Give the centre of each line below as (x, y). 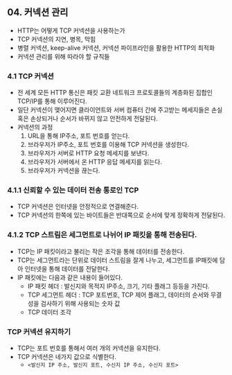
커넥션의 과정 (35, 128)
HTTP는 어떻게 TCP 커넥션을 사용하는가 (71, 30)
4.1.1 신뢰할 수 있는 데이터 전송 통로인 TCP (73, 191)
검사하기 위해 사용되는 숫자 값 (80, 303)
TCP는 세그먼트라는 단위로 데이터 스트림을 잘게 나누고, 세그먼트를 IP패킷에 (117, 260)
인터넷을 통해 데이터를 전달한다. (67, 268)
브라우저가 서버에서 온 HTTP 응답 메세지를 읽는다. (95, 162)
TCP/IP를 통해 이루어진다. (52, 101)
